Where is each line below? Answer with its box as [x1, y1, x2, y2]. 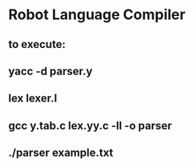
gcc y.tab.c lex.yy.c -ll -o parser [8, 118, 172, 133]
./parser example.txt [8, 146, 114, 160]
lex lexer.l [8, 92, 58, 105]
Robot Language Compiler [8, 6, 186, 24]
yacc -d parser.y [8, 64, 93, 78]
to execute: [8, 38, 67, 51]
